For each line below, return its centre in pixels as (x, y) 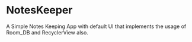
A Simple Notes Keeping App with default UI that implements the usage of (96, 26)
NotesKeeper (39, 10)
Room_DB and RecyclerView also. (47, 32)
